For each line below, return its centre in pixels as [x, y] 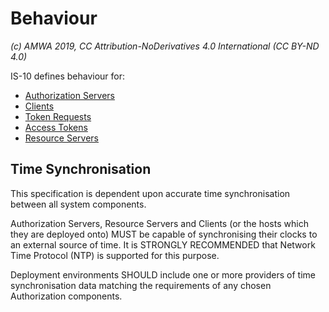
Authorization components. [66, 296]
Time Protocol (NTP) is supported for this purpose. [115, 255]
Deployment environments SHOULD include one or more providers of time [163, 274]
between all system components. [78, 204]
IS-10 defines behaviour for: [67, 76]
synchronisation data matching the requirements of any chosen [141, 285]
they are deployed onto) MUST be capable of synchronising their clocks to [164, 234]
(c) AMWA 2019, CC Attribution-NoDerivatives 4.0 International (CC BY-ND [165, 46]
